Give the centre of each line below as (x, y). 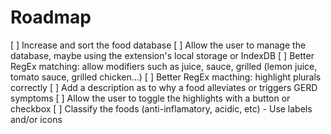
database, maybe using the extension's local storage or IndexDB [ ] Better (162, 55)
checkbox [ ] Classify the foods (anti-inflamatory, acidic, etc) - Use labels (161, 108)
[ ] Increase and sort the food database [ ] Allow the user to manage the (158, 45)
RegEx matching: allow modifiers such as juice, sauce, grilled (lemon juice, (164, 66)
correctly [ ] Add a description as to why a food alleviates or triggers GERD (164, 87)
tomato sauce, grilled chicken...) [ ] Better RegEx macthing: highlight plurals (166, 77)
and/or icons (36, 119)
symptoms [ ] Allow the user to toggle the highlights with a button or (150, 98)
